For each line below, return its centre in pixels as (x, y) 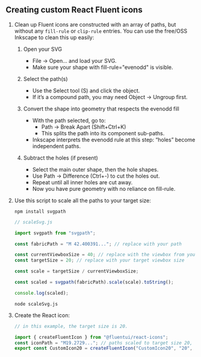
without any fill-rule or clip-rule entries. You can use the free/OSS (101, 31)
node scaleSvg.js (36, 304)
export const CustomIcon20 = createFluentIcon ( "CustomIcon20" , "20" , (104, 349)
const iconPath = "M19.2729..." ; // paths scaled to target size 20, (104, 343)
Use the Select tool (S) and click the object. (86, 91)
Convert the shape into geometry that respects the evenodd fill (101, 109)
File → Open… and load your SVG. (74, 60)
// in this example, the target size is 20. (71, 326)
